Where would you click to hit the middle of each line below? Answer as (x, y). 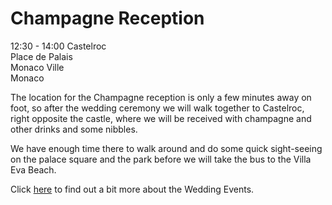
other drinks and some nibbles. (74, 129)
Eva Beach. (33, 169)
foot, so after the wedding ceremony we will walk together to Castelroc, (157, 108)
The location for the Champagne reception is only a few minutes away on (161, 97)
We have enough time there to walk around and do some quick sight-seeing (166, 148)
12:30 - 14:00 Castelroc (58, 46)
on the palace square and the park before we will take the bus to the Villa (161, 159)
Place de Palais (41, 56)
